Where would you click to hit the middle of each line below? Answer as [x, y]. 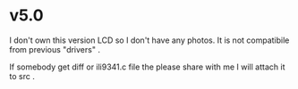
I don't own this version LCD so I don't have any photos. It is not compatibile [149, 40]
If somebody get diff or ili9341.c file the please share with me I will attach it [147, 67]
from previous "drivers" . [55, 49]
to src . [22, 76]
